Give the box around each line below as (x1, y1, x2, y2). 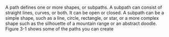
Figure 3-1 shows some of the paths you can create (5, 26, 114, 32)
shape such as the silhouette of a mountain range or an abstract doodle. (5, 20, 157, 26)
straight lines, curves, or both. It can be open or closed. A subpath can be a (5, 10, 164, 16)
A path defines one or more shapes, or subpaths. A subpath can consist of (5, 5, 162, 10)
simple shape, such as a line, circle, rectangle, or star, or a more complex (5, 15, 159, 21)
